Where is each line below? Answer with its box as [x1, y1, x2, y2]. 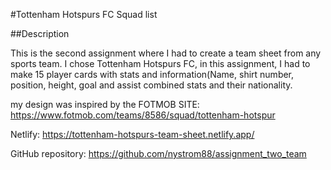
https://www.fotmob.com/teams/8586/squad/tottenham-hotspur [10, 109, 276, 121]
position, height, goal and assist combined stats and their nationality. [10, 79, 293, 91]
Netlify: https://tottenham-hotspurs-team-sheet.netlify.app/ [10, 129, 255, 140]
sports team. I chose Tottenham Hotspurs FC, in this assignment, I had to [10, 58, 311, 69]
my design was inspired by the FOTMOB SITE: [10, 99, 200, 110]
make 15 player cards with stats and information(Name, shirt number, [10, 69, 295, 80]
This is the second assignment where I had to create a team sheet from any [10, 47, 322, 59]
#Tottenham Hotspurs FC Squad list [10, 9, 158, 20]
